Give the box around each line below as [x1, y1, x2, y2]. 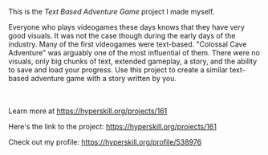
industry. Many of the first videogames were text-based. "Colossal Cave [8, 39, 247, 49]
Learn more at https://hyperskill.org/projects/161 [8, 106, 168, 116]
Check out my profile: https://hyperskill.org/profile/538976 [8, 137, 202, 147]
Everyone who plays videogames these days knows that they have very [8, 22, 245, 31]
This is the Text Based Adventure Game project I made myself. [8, 7, 215, 16]
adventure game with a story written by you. [30, 74, 177, 83]
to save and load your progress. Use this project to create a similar [8, 65, 229, 75]
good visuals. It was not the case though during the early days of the [8, 31, 236, 40]
